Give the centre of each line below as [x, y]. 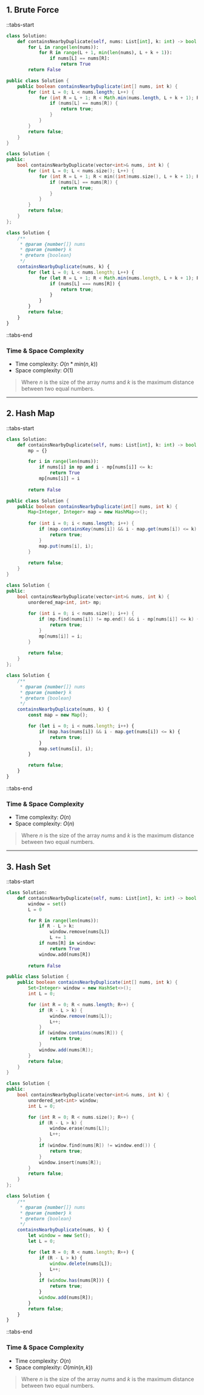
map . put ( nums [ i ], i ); [66, 546]
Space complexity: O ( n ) [45, 824]
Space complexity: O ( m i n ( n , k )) [54, 1367]
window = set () [47, 904]
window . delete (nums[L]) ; [81, 1264]
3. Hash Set [29, 867]
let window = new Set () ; [59, 1236]
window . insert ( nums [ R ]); [70, 1162]
